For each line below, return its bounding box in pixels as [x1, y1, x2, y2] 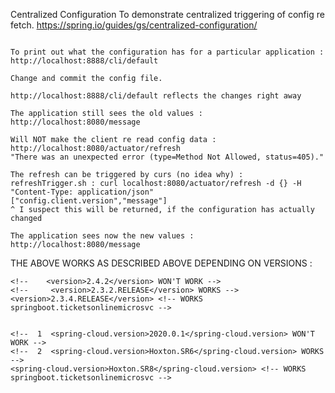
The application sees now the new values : [10, 231, 195, 241]
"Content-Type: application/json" [10, 187, 155, 197]
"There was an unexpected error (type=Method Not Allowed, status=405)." [10, 152, 325, 162]
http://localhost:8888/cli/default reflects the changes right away [10, 91, 302, 101]
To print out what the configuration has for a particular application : [10, 47, 325, 57]
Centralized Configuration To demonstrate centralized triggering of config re [10, 9, 325, 20]
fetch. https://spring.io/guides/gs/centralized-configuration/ [10, 19, 258, 31]
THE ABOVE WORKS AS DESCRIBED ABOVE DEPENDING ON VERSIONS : [10, 257, 313, 269]
